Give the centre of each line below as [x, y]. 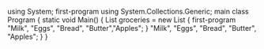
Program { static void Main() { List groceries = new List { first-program [122, 20]
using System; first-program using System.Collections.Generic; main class [128, 11]
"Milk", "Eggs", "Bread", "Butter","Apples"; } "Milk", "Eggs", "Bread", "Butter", [132, 28]
